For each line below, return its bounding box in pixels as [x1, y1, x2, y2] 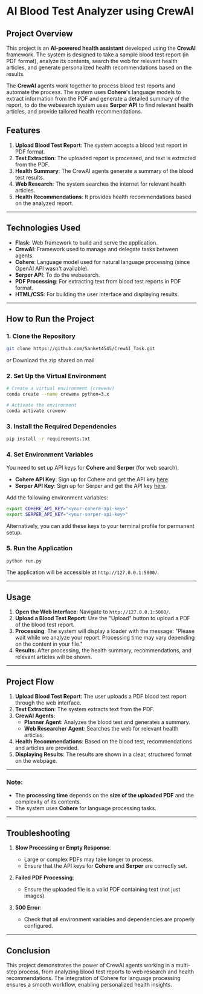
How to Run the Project [6, 314, 95, 324]
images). [24, 892, 47, 899]
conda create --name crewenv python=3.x [6, 391, 110, 397]
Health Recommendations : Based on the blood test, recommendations [14, 738, 192, 745]
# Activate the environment [6, 402, 77, 408]
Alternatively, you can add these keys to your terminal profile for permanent [6, 522, 195, 530]
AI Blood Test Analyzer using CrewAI [6, 4, 195, 18]
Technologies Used [6, 223, 80, 233]
